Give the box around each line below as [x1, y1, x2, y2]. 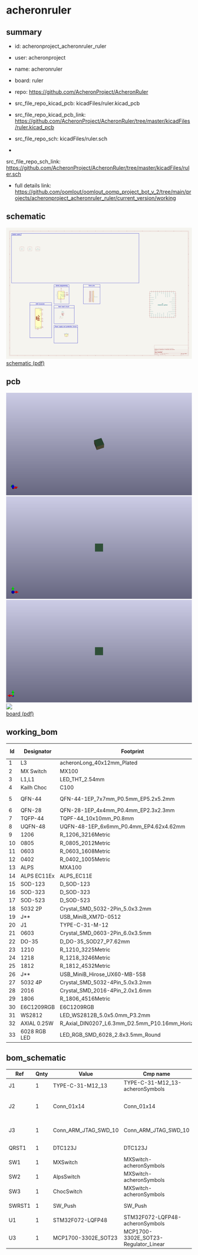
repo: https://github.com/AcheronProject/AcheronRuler [14, 88, 148, 95]
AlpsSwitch [52, 1173, 81, 1180]
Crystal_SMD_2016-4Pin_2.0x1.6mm [60, 987, 152, 994]
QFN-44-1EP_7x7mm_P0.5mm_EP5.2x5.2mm [60, 795, 175, 802]
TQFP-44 [20, 814, 44, 822]
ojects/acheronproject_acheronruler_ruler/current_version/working [14, 195, 176, 201]
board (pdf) [6, 710, 34, 717]
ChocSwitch [52, 1188, 82, 1195]
